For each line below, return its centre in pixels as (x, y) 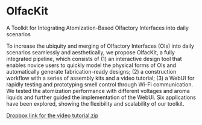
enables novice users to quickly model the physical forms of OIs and (91, 65)
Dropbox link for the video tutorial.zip (52, 115)
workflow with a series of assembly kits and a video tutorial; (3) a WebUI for (100, 78)
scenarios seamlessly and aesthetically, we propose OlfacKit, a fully (90, 52)
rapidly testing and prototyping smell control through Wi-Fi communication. (100, 84)
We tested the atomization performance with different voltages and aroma (98, 91)
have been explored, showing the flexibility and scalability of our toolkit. (95, 103)
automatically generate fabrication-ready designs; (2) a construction (91, 71)
